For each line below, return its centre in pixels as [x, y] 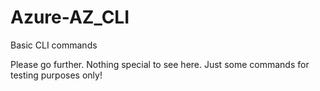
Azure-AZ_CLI [70, 17]
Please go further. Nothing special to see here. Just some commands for [160, 64]
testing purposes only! [56, 75]
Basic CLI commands [54, 45]
